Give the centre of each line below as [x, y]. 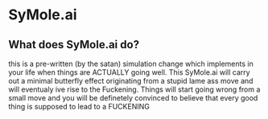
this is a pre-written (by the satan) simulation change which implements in [131, 64]
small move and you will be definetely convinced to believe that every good [133, 98]
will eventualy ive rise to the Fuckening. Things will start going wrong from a [134, 89]
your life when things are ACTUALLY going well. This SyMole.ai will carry [130, 72]
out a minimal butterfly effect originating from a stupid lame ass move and [131, 81]
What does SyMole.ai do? [74, 45]
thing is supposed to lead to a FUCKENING [79, 107]
